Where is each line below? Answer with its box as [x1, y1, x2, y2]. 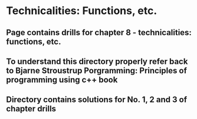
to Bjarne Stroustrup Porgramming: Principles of [6, 66, 187, 76]
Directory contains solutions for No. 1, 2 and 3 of [6, 95, 188, 105]
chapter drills [6, 104, 57, 114]
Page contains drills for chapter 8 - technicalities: [6, 28, 192, 38]
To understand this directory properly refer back [6, 56, 188, 66]
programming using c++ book [6, 74, 118, 84]
